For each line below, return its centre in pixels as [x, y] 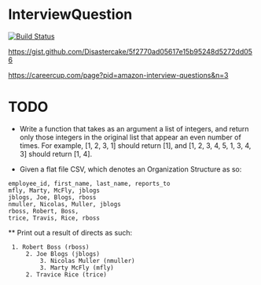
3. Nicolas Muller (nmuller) [87, 261]
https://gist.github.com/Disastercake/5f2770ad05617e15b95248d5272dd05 [130, 51]
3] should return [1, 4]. [56, 154]
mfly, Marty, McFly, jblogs [54, 191]
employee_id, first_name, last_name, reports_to [89, 183]
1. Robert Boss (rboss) [50, 247]
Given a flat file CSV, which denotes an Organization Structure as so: [130, 169]
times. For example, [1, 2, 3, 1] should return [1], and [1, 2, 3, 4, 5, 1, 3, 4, [135, 145]
